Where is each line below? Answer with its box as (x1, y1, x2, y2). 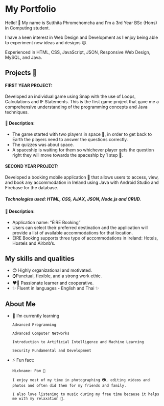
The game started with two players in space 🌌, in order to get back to (12, 131, 152, 137)
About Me (5, 300, 36, 308)
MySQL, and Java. (5, 54, 43, 60)
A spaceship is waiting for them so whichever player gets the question (12, 146, 154, 153)
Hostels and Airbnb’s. (12, 240, 55, 246)
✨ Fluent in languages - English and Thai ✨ (12, 285, 99, 291)
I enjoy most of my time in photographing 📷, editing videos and (12, 377, 150, 383)
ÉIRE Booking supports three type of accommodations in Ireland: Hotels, (12, 235, 158, 241)
